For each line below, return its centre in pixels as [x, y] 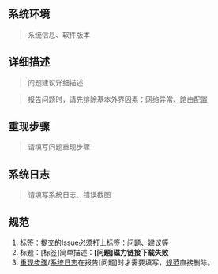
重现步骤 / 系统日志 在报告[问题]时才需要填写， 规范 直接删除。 [117, 262]
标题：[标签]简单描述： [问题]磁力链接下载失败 [94, 253]
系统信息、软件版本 [59, 35]
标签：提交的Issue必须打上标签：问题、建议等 [94, 242]
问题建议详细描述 [55, 82]
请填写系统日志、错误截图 [69, 195]
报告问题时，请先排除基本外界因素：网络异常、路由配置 [117, 99]
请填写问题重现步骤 [59, 147]
